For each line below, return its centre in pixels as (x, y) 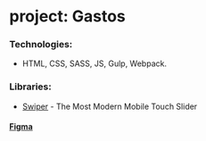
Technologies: (41, 45)
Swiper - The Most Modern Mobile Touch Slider (110, 106)
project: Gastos (68, 17)
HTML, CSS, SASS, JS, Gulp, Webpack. (95, 63)
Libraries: (30, 87)
